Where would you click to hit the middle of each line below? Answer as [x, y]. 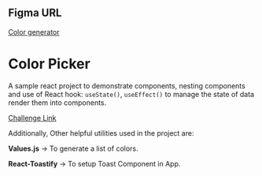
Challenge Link [32, 118]
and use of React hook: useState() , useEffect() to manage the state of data [131, 94]
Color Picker [49, 64]
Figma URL [35, 13]
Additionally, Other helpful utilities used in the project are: [101, 133]
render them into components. [57, 103]
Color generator [34, 32]
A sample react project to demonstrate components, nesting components [127, 85]
